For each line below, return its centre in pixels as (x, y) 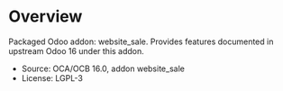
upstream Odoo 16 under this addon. (77, 50)
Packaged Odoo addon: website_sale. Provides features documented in (141, 41)
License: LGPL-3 (52, 77)
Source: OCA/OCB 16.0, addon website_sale (103, 68)
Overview (46, 17)
